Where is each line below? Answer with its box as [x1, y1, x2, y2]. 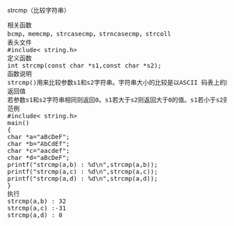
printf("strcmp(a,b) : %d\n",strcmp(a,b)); [7, 161, 158, 168]
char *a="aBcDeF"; [7, 133, 70, 140]
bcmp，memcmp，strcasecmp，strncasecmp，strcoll [7, 30, 172, 38]
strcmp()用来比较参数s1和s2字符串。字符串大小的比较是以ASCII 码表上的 [7, 79, 226, 86]
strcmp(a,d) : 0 [7, 211, 63, 219]
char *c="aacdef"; [7, 147, 70, 154]
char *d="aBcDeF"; [7, 154, 70, 161]
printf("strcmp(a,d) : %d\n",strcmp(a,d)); [7, 175, 158, 182]
